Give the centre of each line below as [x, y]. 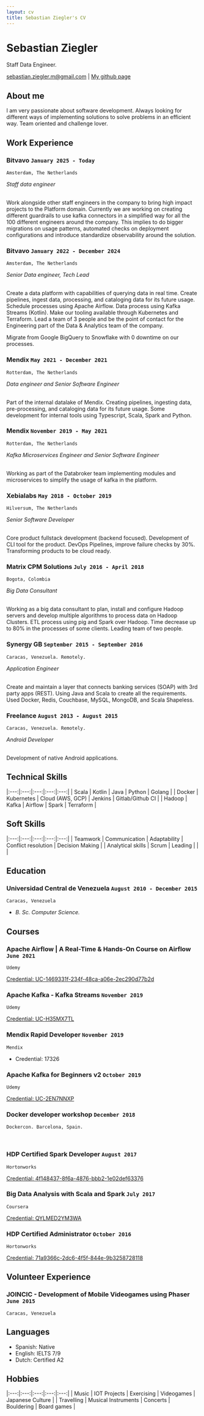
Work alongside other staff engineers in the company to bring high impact [99, 202]
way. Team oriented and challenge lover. [57, 123]
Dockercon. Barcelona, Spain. [45, 1127]
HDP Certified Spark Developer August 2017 [72, 1154]
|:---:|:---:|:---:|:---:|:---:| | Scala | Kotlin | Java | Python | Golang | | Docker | [102, 791]
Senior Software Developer [40, 519]
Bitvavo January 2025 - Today [51, 160]
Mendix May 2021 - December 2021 [57, 360]
